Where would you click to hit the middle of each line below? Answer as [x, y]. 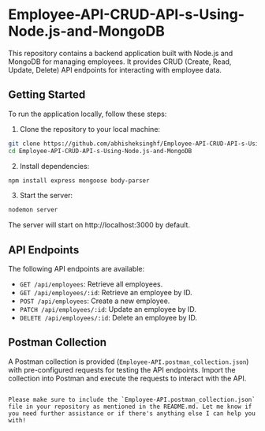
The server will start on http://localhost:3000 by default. [99, 225]
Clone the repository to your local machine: [90, 129]
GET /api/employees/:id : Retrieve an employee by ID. [106, 293]
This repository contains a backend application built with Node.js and [121, 53]
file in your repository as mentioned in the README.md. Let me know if [130, 407]
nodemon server [33, 210]
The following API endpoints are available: [76, 269]
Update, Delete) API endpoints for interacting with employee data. [115, 69]
